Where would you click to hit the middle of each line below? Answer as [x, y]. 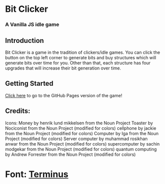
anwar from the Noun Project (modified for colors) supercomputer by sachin [82, 144]
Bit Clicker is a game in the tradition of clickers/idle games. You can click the [82, 52]
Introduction [25, 40]
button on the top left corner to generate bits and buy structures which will [81, 57]
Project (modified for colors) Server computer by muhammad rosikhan [76, 139]
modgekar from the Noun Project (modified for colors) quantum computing [81, 149]
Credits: [18, 111]
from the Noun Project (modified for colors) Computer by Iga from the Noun [82, 133]
